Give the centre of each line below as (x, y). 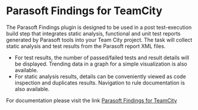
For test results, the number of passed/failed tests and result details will (102, 57)
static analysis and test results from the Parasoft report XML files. (86, 46)
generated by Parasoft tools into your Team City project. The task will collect (99, 40)
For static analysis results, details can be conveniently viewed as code (100, 76)
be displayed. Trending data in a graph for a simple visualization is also (101, 64)
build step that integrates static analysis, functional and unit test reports (93, 33)
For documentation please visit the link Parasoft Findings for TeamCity (92, 100)
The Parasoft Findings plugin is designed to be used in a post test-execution (99, 27)
